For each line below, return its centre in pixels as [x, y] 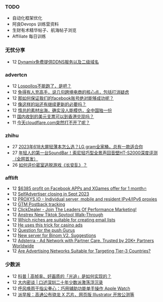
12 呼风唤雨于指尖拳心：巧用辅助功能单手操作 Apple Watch [71, 288]
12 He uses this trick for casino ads [47, 225]
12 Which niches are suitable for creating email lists [64, 220]
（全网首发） [25, 159]
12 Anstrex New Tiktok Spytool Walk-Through [58, 215]
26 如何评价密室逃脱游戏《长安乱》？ [50, 165]
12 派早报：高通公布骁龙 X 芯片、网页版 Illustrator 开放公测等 [73, 294]
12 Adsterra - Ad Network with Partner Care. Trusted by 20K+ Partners [83, 241]
